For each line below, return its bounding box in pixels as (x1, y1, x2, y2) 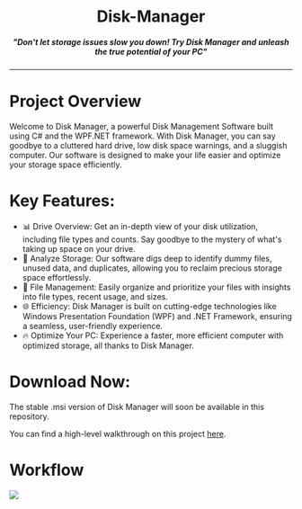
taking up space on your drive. (22, 244, 137, 254)
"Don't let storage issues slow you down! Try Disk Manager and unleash (13, 36, 289, 47)
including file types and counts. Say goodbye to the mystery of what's (22, 234, 282, 245)
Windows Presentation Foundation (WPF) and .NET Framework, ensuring (22, 311, 292, 322)
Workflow (9, 460, 84, 480)
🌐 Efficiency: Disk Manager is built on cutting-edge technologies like (22, 301, 277, 312)
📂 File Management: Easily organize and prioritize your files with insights (22, 281, 291, 293)
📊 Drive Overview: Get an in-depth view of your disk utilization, (22, 221, 259, 232)
